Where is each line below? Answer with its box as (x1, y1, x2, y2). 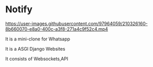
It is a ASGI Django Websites (5, 46, 65, 52)
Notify (5, 4, 33, 15)
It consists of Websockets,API (5, 55, 68, 62)
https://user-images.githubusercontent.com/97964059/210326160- (5, 20, 148, 27)
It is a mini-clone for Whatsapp (5, 36, 71, 42)
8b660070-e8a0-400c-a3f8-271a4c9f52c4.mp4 (5, 26, 108, 32)
